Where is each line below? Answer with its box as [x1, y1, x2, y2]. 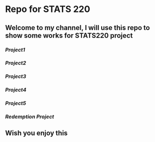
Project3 [5, 73, 26, 80]
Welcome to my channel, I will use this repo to [5, 23, 151, 32]
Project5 [5, 100, 26, 107]
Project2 [5, 59, 26, 66]
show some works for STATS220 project [5, 31, 133, 39]
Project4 [5, 86, 26, 93]
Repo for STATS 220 [5, 3, 91, 15]
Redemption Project [5, 113, 54, 120]
